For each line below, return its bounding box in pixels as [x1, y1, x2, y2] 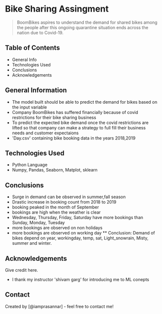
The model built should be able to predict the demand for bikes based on [12, 99, 158, 105]
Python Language [12, 162, 47, 168]
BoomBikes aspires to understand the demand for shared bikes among [16, 19, 158, 25]
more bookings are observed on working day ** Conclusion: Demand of [12, 230, 155, 236]
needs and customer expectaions [12, 130, 79, 136]
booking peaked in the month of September [12, 204, 99, 210]
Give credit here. [5, 267, 38, 273]
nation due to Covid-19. [16, 30, 64, 35]
